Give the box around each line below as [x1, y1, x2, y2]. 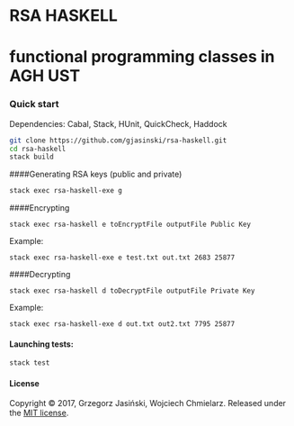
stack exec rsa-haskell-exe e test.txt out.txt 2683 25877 [9, 253, 236, 262]
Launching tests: [9, 339, 74, 349]
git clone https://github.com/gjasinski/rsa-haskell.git [9, 136, 227, 145]
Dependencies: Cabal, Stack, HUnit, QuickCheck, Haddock [9, 118, 227, 129]
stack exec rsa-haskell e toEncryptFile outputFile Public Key [9, 220, 252, 230]
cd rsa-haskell [9, 144, 67, 153]
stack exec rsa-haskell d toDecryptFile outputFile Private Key [9, 286, 255, 295]
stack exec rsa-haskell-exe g [9, 186, 123, 195]
